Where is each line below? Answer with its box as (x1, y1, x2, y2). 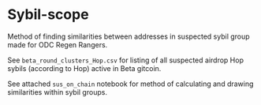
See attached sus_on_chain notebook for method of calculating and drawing (7, 79, 254, 88)
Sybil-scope (7, 6, 89, 24)
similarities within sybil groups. (7, 87, 108, 96)
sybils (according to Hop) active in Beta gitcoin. (7, 63, 162, 73)
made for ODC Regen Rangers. (7, 39, 108, 49)
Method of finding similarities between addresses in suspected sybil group (7, 32, 250, 41)
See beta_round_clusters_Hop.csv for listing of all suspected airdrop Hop (7, 55, 244, 65)
